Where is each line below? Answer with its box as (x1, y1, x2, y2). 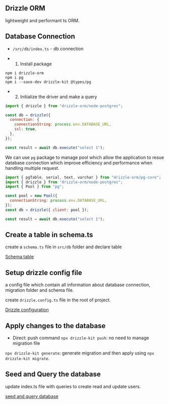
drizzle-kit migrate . (5, 355, 50, 362)
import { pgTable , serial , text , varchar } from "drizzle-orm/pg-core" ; (5, 174, 161, 180)
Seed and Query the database (5, 370, 101, 379)
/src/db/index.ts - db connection (12, 46, 84, 52)
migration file (12, 340, 40, 346)
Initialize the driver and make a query (20, 94, 97, 100)
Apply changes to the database (5, 321, 106, 330)
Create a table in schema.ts (5, 231, 93, 239)
